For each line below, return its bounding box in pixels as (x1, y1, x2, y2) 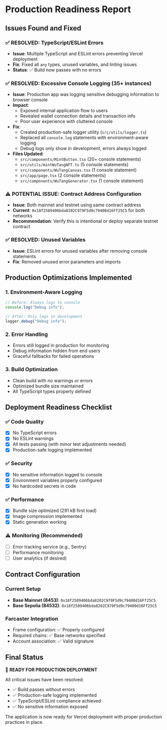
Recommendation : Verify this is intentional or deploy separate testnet (12, 218, 158, 224)
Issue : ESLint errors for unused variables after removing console (12, 248, 148, 254)
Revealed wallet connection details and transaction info (20, 113, 136, 119)
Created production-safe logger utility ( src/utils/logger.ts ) (20, 129, 147, 135)
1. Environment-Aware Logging (5, 289, 82, 296)
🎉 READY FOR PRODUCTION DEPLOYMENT (5, 666, 98, 673)
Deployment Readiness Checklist (5, 403, 112, 411)
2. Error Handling (5, 330, 48, 338)
